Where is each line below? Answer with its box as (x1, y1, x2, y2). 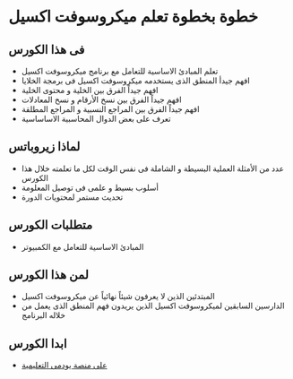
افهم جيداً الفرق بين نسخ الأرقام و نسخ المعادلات (21, 94, 182, 105)
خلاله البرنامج (21, 310, 66, 321)
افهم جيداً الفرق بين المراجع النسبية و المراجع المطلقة (21, 104, 200, 114)
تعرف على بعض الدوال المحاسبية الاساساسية (21, 114, 171, 124)
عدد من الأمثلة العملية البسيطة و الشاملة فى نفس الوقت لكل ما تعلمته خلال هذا (21, 163, 284, 174)
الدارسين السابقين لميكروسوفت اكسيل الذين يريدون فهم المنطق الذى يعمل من (21, 300, 285, 311)
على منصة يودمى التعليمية (21, 360, 108, 371)
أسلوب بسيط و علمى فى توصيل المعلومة (21, 182, 159, 193)
